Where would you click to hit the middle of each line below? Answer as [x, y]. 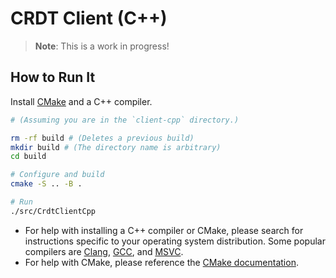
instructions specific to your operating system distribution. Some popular [175, 241]
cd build [28, 157]
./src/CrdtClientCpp [53, 211]
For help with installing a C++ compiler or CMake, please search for [164, 230]
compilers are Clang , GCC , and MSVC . [104, 251]
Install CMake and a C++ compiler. [81, 101]
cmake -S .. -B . [46, 184]
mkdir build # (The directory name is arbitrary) [116, 147]
